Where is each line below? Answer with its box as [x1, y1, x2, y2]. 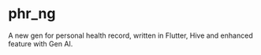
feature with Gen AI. [8, 38, 73, 48]
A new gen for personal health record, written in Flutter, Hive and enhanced [8, 31, 254, 40]
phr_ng [8, 5, 56, 23]
